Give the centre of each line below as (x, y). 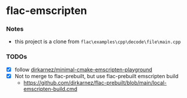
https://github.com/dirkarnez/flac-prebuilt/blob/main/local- (95, 82)
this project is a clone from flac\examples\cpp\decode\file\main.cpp (98, 41)
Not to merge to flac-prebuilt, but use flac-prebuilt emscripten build (96, 76)
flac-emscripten (46, 11)
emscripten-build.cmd (50, 89)
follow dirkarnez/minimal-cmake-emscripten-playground (83, 69)
